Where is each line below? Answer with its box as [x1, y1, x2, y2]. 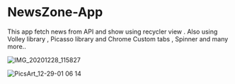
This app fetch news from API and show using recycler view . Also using [7, 27, 218, 36]
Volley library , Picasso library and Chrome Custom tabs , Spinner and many [7, 34, 229, 43]
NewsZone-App [7, 4, 103, 20]
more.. [7, 42, 26, 50]
